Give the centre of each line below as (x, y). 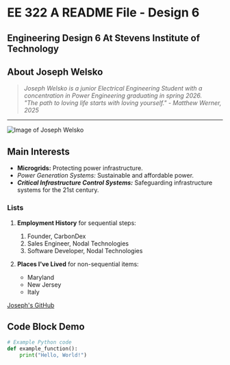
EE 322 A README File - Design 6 (103, 13)
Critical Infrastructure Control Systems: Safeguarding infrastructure (115, 182)
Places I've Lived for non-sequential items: (78, 264)
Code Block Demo (46, 326)
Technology (33, 48)
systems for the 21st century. (58, 190)
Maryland (41, 277)
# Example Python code (39, 342)
